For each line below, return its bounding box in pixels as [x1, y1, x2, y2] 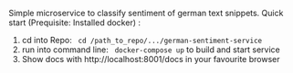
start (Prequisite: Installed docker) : [8, 17, 141, 28]
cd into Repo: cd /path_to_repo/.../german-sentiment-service [21, 35, 262, 45]
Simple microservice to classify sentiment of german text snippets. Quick [8, 8, 284, 18]
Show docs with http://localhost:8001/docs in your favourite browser [21, 54, 280, 64]
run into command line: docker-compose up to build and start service [21, 44, 280, 55]
